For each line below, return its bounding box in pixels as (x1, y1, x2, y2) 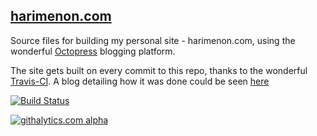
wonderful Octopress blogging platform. (10, 45, 176, 57)
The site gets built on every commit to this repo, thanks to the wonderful (10, 64, 308, 76)
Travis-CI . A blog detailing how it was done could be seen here (10, 75, 270, 87)
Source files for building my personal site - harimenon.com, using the (10, 34, 296, 46)
